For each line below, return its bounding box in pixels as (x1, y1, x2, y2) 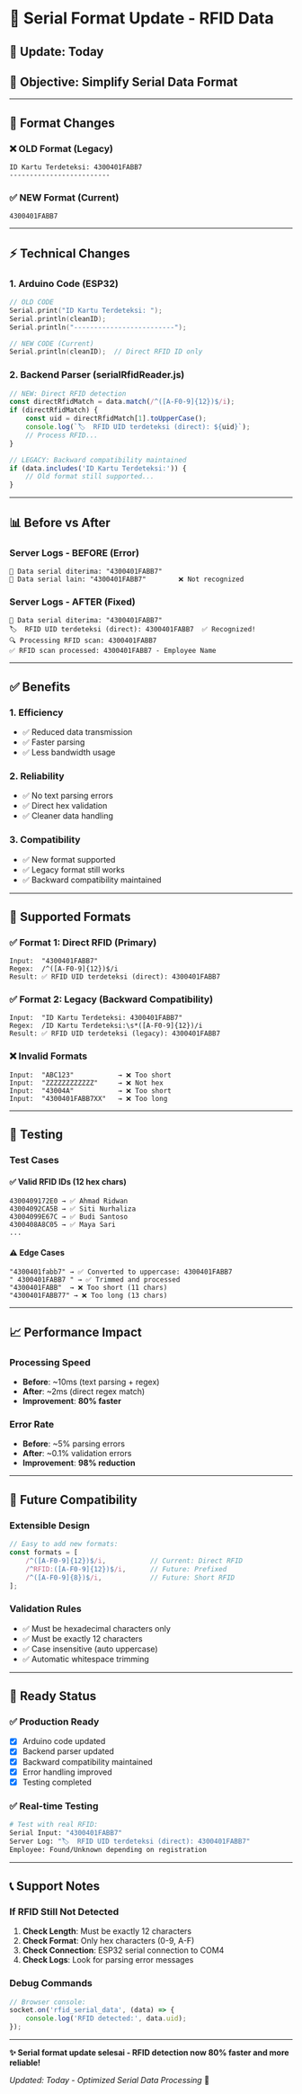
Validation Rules (9, 1603, 83, 1615)
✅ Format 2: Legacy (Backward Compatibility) (9, 993, 214, 1006)
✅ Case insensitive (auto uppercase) (22, 1643, 159, 1654)
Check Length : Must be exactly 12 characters (22, 1926, 191, 1937)
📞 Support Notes (9, 1878, 101, 1893)
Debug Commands (9, 1977, 93, 1990)
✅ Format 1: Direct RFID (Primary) (9, 935, 157, 948)
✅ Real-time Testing (9, 1799, 99, 1812)
